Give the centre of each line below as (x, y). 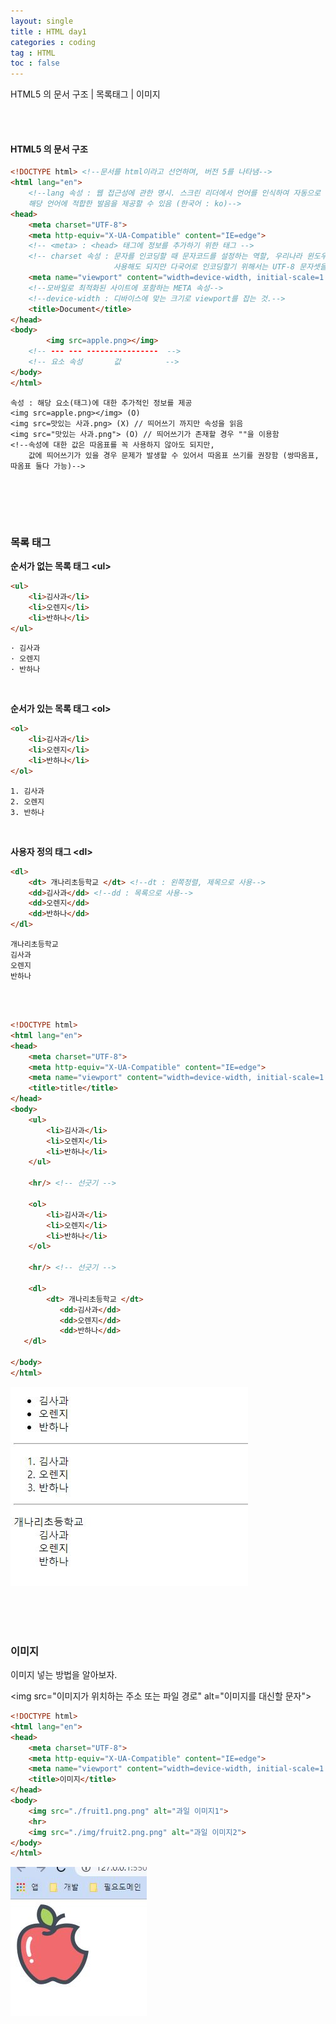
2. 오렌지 (27, 801)
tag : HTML (33, 53)
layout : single (42, 21)
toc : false (35, 63)
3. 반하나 (27, 812)
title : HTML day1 (48, 31)
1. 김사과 (27, 791)
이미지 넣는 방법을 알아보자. (64, 1675)
